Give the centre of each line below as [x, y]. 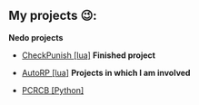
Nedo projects [36, 37]
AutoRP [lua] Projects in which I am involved [106, 72]
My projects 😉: [53, 16]
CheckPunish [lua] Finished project [89, 55]
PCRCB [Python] [53, 90]
